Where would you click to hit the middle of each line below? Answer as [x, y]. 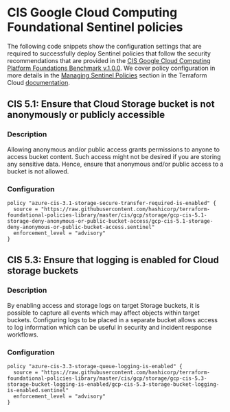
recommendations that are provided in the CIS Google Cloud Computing [109, 60]
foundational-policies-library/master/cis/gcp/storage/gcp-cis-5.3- [107, 378]
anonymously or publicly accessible [86, 115]
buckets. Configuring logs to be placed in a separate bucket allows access [113, 319]
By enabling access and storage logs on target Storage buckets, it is [104, 305]
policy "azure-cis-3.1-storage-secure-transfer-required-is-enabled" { [112, 203]
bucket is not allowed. [38, 171]
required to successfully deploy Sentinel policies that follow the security [109, 53]
